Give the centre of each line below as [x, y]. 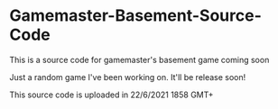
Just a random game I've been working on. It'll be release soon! [128, 77]
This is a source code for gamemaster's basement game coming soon [139, 59]
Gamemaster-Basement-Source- [135, 16]
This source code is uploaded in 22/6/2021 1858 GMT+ [111, 95]
